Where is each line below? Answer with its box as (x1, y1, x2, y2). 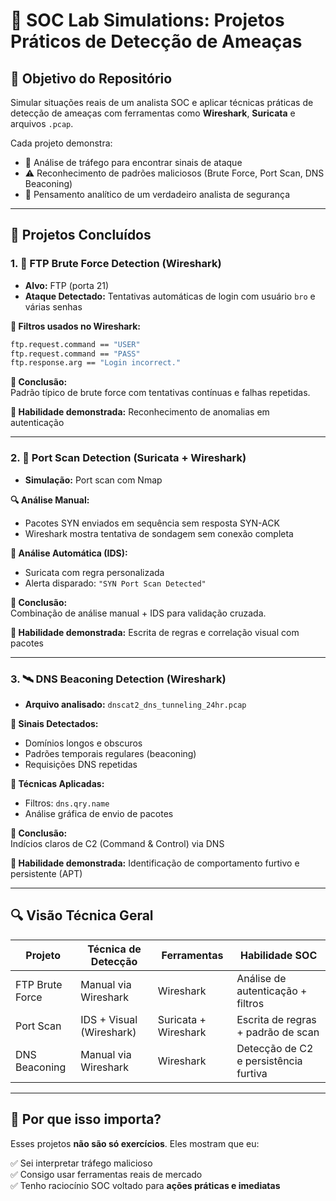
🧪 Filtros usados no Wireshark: (10, 320, 142, 332)
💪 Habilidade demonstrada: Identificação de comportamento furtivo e (10, 857, 300, 869)
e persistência (236, 1054, 303, 1068)
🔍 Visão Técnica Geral (10, 907, 154, 924)
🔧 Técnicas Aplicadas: (10, 777, 105, 789)
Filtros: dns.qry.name (24, 797, 110, 809)
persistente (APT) (10, 867, 83, 879)
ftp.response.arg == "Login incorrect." (10, 358, 182, 368)
